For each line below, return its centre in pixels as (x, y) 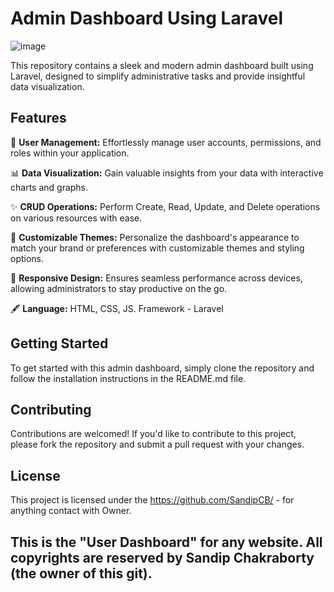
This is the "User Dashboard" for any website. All (166, 542)
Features (38, 118)
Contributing (51, 409)
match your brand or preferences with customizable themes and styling (157, 248)
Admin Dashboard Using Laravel (147, 18)
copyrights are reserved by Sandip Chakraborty (162, 557)
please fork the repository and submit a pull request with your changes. (157, 444)
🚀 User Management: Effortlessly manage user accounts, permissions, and (166, 142)
